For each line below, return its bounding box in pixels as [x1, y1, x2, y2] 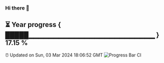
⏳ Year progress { [5, 20, 61, 29]
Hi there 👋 [5, 4, 30, 11]
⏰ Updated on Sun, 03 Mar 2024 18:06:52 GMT [5, 52, 103, 58]
